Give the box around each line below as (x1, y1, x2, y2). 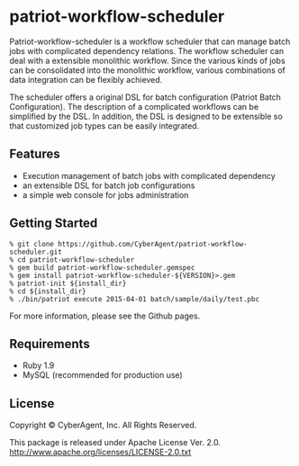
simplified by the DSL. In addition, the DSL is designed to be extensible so (9, 111, 284, 121)
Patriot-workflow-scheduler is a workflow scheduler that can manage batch (9, 36, 291, 47)
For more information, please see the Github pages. (9, 310, 201, 321)
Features (9, 147, 60, 162)
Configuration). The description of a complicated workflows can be (9, 101, 259, 112)
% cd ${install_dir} (9, 286, 87, 296)
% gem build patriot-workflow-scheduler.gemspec (9, 263, 195, 272)
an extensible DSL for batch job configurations (22, 180, 195, 191)
